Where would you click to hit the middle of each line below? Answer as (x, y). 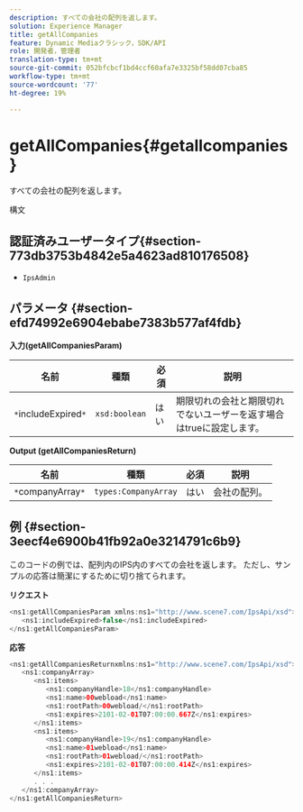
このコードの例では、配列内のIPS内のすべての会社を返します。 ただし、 (142, 564)
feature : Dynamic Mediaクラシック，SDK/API (88, 43)
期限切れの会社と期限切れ (230, 401)
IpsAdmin (39, 278)
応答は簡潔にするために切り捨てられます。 (112, 575)
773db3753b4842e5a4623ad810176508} (129, 255)
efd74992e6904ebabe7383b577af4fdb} (125, 322)
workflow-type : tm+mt (50, 77)
